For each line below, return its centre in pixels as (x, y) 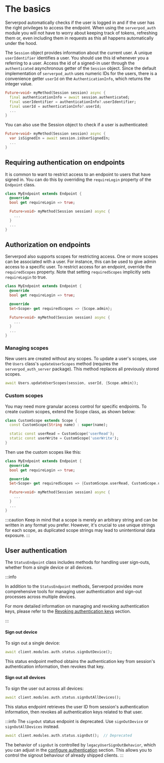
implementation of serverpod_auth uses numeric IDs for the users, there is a (81, 73)
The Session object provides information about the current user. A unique (79, 53)
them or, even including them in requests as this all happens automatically (79, 38)
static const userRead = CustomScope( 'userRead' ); (62, 434)
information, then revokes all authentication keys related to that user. (74, 712)
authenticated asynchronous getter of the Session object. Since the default (81, 68)
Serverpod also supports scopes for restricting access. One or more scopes (82, 257)
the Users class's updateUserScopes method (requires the (62, 364)
